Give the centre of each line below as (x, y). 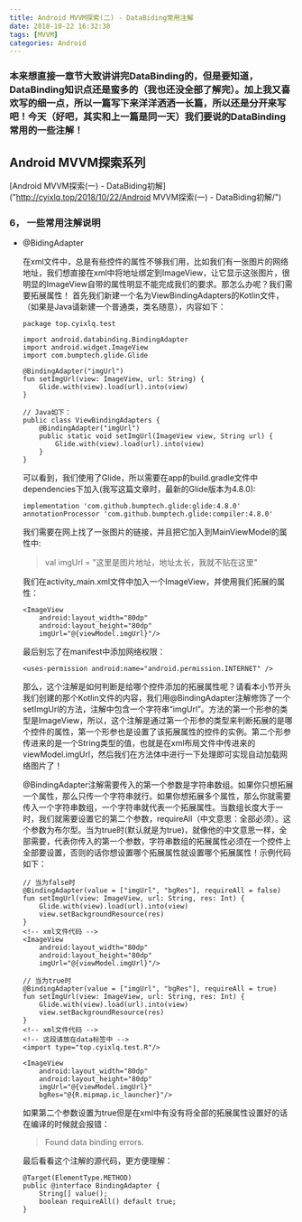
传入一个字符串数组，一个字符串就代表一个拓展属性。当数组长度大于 (149, 807)
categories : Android (48, 43)
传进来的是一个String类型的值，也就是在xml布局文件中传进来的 (139, 743)
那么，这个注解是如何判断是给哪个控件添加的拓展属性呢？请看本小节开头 (156, 686)
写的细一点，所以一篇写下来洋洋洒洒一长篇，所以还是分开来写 (152, 103)
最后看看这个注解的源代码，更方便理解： (97, 1161)
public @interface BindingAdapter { (91, 1186)
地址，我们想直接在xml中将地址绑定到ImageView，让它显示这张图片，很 (156, 273)
